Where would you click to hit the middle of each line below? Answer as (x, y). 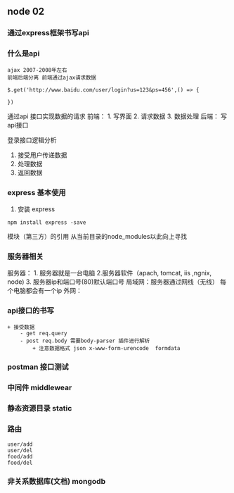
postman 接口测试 (38, 367)
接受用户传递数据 (42, 155)
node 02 (26, 12)
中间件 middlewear (40, 388)
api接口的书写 (31, 311)
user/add (20, 444)
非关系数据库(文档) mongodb (57, 482)
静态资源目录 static (40, 408)
